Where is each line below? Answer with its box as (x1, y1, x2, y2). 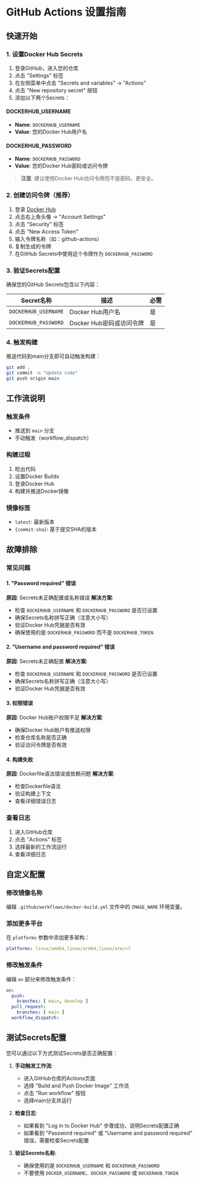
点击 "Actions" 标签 (14, 835, 62, 843)
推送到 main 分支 (14, 427, 55, 434)
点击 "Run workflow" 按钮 (23, 1089, 86, 1096)
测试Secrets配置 (6, 1033, 67, 1043)
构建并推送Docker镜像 (14, 487, 69, 495)
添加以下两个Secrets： (14, 94, 70, 101)
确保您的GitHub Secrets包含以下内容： (6, 280, 100, 288)
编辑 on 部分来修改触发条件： (6, 976, 77, 983)
